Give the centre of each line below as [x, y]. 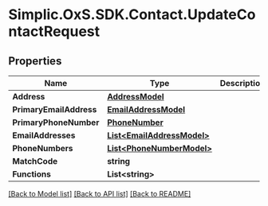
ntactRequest [54, 31]
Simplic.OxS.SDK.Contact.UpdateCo [132, 15]
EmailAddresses [44, 135]
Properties [35, 61]
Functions [32, 174]
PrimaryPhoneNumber [56, 122]
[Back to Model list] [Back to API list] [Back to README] [100, 194]
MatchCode [35, 161]
